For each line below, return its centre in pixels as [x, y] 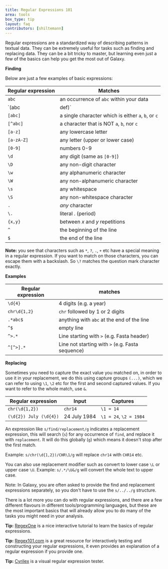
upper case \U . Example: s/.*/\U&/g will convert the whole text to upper [79, 470]
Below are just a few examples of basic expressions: [59, 78]
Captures [123, 401]
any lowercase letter [83, 132]
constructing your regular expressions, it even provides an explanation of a [82, 546]
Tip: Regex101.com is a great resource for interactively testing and [73, 541]
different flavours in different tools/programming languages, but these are [81, 505]
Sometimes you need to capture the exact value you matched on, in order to [83, 373]
